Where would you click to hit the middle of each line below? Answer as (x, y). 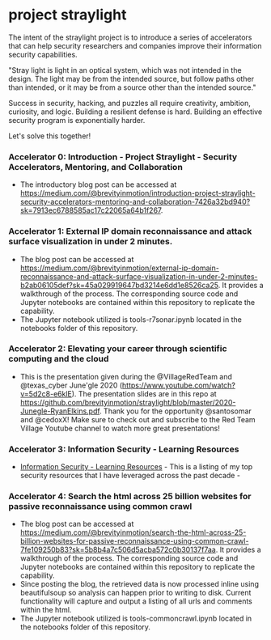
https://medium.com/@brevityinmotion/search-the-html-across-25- (133, 532)
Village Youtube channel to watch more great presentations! (120, 428)
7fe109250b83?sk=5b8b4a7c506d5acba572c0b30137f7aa (118, 550)
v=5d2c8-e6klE (46, 393)
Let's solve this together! (50, 136)
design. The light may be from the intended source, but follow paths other (131, 78)
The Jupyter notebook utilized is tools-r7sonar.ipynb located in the (131, 319)
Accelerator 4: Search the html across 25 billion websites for (130, 497)
